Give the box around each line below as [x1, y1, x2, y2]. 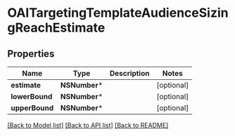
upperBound [11, 103, 54, 113]
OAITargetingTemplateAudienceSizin [7, 5, 229, 21]
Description [109, 69, 150, 78]
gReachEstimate [7, 20, 106, 36]
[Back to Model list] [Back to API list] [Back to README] [7, 121, 169, 129]
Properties [7, 48, 55, 60]
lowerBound [11, 92, 53, 101]
